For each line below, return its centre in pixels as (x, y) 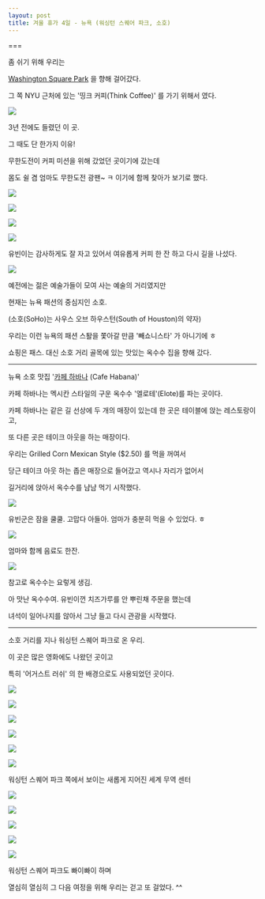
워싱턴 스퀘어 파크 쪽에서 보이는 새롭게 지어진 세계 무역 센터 (100, 779)
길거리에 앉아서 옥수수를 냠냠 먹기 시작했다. (75, 487)
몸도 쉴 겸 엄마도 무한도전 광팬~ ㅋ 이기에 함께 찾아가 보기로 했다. (108, 177)
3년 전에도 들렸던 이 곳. (44, 127)
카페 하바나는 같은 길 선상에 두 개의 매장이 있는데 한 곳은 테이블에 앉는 (115, 410)
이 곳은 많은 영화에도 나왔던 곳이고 (61, 656)
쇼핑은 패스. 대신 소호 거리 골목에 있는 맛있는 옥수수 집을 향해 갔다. (110, 352)
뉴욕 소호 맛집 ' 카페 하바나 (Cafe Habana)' (74, 376)
